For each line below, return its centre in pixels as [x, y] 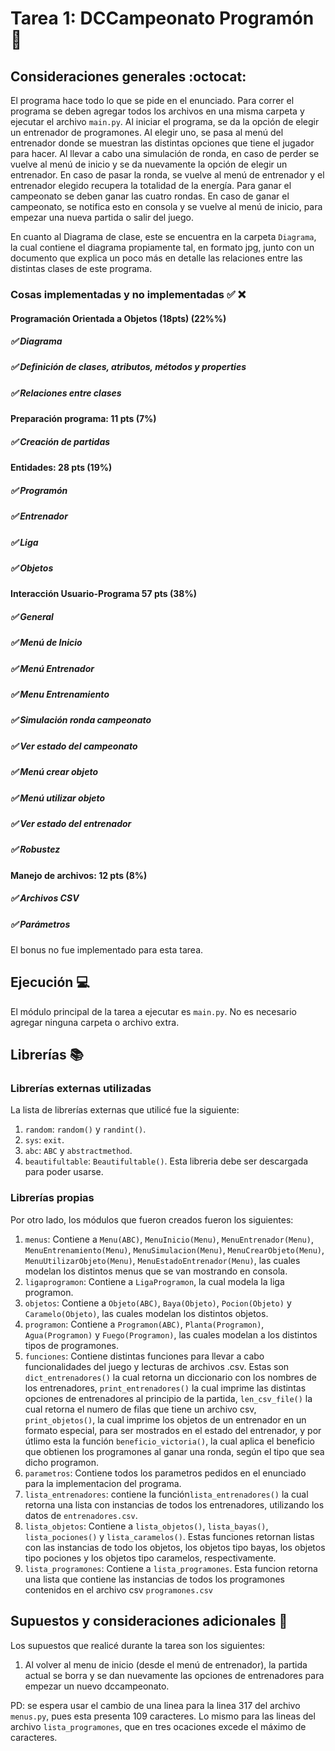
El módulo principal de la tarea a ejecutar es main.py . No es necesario [153, 1011]
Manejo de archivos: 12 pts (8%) [79, 875]
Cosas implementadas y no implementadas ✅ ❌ [128, 294]
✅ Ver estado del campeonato [74, 746]
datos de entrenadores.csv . [81, 1515]
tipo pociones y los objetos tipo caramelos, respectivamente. [150, 1558]
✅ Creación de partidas [60, 441]
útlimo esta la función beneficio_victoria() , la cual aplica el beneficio [169, 1441]
